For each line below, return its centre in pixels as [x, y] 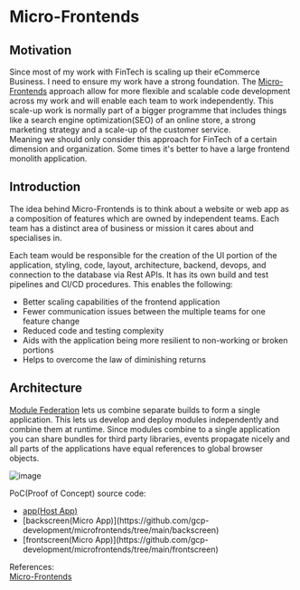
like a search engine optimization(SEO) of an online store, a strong [132, 120]
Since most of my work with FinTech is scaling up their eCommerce [135, 72]
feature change [51, 321]
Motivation [41, 50]
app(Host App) [50, 510]
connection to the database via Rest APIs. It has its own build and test [139, 275]
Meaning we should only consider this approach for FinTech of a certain [143, 139]
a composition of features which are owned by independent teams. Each [145, 218]
